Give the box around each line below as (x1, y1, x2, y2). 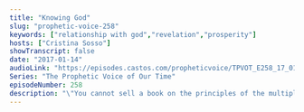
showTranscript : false (9, 47, 95, 56)
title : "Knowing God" (9, 13, 91, 23)
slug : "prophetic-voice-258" (9, 22, 119, 31)
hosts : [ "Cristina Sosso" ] (9, 38, 111, 48)
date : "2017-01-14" (9, 55, 83, 64)
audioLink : (9, 64, 51, 73)
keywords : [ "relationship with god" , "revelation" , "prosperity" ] (9, 30, 257, 39)
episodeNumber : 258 (9, 80, 83, 89)
